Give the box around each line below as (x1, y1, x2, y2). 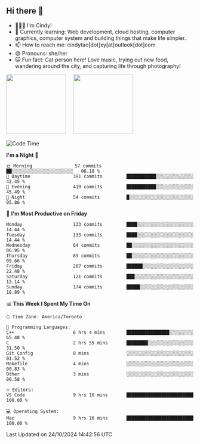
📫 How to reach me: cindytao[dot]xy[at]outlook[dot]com (14, 41, 156, 48)
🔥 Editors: (6, 387, 34, 393)
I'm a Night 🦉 (6, 151, 39, 159)
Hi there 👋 (6, 6, 44, 16)
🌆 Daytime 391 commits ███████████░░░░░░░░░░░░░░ (6, 173, 194, 179)
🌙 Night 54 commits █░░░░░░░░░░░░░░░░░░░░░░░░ (6, 194, 194, 200)
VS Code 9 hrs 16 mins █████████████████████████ (6, 392, 194, 398)
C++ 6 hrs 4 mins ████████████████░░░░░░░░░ (6, 329, 194, 336)
